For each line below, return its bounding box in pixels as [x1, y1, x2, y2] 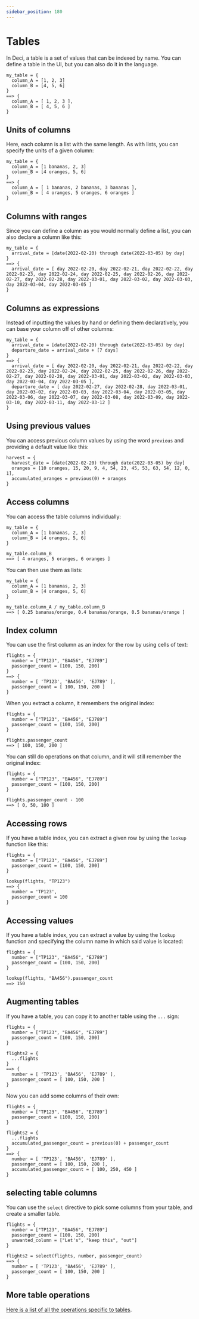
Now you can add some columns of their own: [6, 1092, 119, 1099]
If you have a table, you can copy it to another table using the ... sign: [6, 1013, 179, 1020]
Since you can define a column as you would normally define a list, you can [6, 227, 191, 235]
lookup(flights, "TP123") [6, 878, 70, 884]
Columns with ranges [6, 211, 88, 222]
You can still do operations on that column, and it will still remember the [6, 753, 182, 760]
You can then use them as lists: [6, 566, 83, 573]
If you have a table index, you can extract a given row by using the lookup [6, 834, 186, 842]
